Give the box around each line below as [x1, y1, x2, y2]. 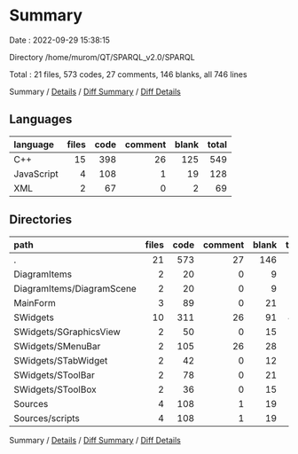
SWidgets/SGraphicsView [13, 325, 122, 338]
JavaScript [13, 168, 59, 180]
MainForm [13, 296, 56, 309]
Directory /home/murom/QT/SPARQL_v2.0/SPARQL [9, 51, 195, 62]
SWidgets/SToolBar [13, 369, 95, 381]
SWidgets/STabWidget [13, 354, 108, 366]
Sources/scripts [13, 411, 80, 424]
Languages [9, 112, 73, 127]
